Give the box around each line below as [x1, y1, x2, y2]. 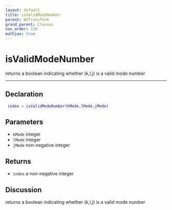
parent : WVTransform [5, 17, 50, 22]
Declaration [5, 90, 44, 99]
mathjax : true [5, 31, 36, 36]
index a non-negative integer [12, 171, 74, 177]
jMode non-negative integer [12, 142, 70, 149]
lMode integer [12, 137, 41, 143]
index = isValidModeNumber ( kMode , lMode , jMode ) [7, 103, 109, 109]
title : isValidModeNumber [5, 12, 60, 17]
